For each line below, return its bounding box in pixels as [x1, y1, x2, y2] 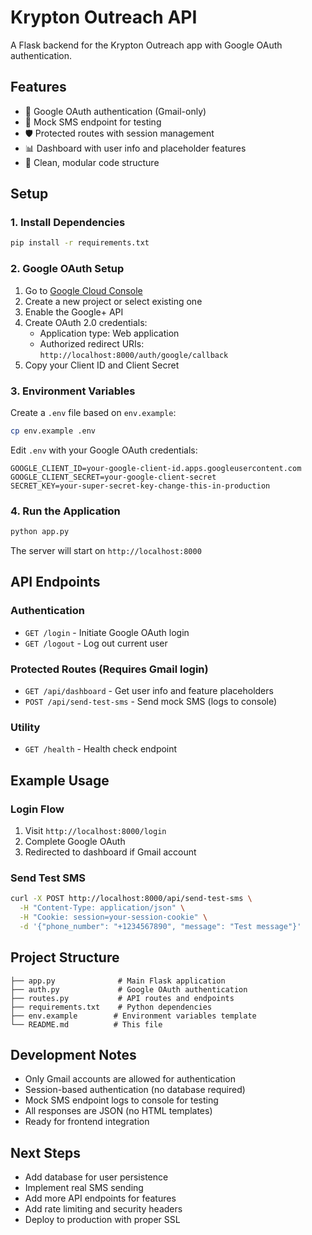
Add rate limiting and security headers [24, 1203, 183, 1215]
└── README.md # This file [10, 1019, 163, 1030]
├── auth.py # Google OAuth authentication [10, 984, 248, 995]
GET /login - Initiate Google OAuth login [24, 626, 190, 638]
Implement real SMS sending [24, 1182, 144, 1194]
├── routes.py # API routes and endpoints [10, 993, 235, 1003]
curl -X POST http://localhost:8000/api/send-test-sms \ [10, 894, 253, 904]
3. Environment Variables [10, 384, 136, 398]
